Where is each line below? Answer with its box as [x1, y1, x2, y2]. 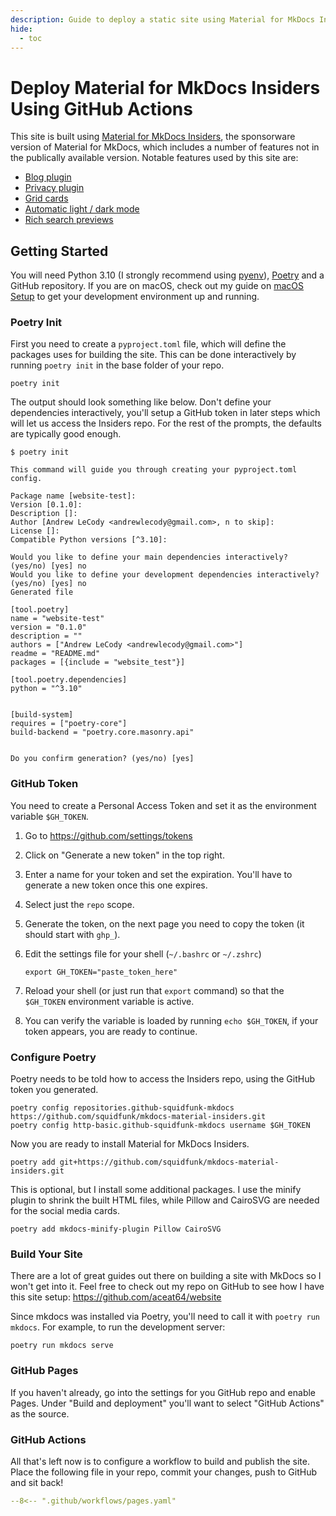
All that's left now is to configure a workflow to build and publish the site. [10, 1455, 310, 1467]
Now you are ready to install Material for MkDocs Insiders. [10, 1138, 250, 1150]
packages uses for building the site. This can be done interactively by [10, 349, 297, 361]
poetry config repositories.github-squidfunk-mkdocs [10, 1103, 235, 1113]
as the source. [10, 1407, 70, 1420]
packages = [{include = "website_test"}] [10, 657, 186, 668]
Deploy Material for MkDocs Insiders [10, 76, 321, 99]
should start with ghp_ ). [24, 928, 121, 940]
